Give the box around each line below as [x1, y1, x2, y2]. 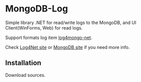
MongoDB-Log [5, 3, 68, 14]
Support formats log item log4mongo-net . [5, 34, 92, 40]
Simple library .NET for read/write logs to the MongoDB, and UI [5, 19, 136, 25]
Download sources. [5, 72, 45, 78]
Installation [5, 58, 41, 67]
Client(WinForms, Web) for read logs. [5, 24, 83, 30]
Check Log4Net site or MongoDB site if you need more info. [5, 44, 130, 50]
